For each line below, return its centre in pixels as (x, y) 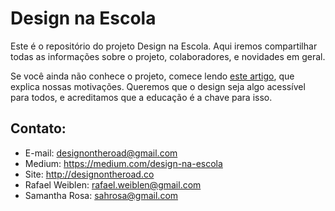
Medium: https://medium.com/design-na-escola (123, 163)
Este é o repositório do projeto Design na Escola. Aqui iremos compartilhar (164, 46)
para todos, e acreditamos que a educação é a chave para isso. (141, 97)
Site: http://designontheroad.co (89, 174)
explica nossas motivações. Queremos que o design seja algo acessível (158, 86)
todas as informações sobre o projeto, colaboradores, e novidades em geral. (168, 56)
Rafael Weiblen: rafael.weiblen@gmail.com (113, 184)
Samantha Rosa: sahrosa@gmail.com (101, 195)
